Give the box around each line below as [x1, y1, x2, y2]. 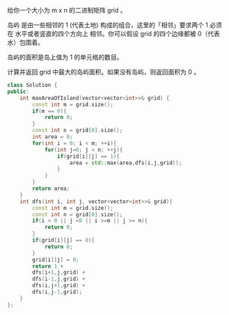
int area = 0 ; [32, 134, 73, 140]
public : [7, 88, 30, 95]
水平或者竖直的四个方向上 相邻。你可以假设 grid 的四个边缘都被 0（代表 [15, 30, 221, 38]
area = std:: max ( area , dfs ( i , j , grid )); [69, 159, 182, 166]
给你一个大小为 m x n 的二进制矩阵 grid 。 [7, 6, 127, 14]
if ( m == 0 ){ [32, 107, 68, 115]
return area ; [32, 185, 70, 192]
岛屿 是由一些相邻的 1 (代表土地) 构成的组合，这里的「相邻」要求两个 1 [7, 21, 209, 29]
